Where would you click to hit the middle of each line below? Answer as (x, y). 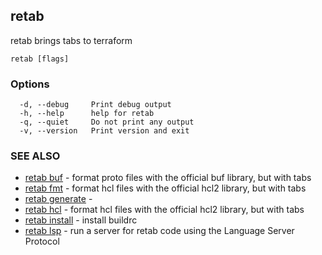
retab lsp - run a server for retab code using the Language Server (159, 231)
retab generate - (58, 199)
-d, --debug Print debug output (95, 105)
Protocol (42, 241)
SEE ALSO (35, 156)
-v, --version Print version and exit (104, 131)
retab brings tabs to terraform (71, 40)
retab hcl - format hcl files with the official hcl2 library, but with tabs (164, 210)
